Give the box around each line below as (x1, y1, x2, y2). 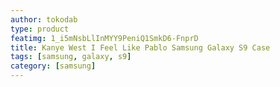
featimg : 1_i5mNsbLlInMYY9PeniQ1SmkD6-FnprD (10, 33, 199, 43)
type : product (10, 24, 70, 34)
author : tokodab (10, 14, 78, 25)
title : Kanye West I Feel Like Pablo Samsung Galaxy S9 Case (10, 42, 271, 53)
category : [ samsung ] (10, 61, 97, 71)
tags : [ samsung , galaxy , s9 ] (10, 52, 132, 62)
